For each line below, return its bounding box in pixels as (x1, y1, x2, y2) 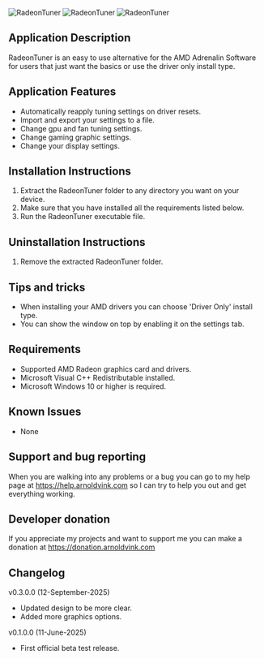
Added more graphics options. (19, 612, 122, 622)
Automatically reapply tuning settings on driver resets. (19, 106, 202, 116)
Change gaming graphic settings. (19, 132, 132, 142)
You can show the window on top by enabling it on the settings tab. (19, 319, 245, 329)
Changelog (8, 566, 66, 579)
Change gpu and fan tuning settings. (19, 123, 143, 133)
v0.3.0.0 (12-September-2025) (8, 588, 111, 597)
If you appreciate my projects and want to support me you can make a (8, 534, 243, 544)
